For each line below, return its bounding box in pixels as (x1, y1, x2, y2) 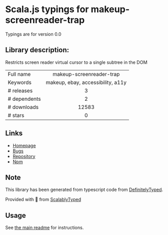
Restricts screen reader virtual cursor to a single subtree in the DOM (5, 59, 148, 65)
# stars (8, 111, 24, 119)
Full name (8, 70, 31, 77)
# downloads (8, 103, 39, 110)
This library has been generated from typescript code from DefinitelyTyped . (5, 186, 163, 193)
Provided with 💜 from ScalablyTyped (5, 197, 81, 203)
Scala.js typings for (5, 4, 89, 15)
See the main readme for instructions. (5, 224, 84, 231)
